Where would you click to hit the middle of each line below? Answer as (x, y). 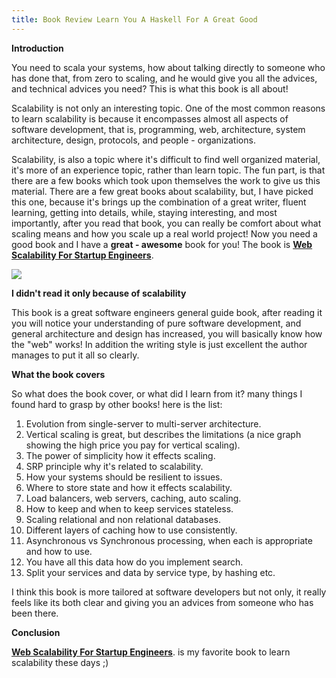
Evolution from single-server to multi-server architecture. (143, 423)
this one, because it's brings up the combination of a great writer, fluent (159, 202)
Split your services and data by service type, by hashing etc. (150, 572)
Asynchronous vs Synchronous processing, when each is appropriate (169, 540)
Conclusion (36, 632)
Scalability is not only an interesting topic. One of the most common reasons (168, 108)
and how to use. (59, 551)
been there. (35, 613)
